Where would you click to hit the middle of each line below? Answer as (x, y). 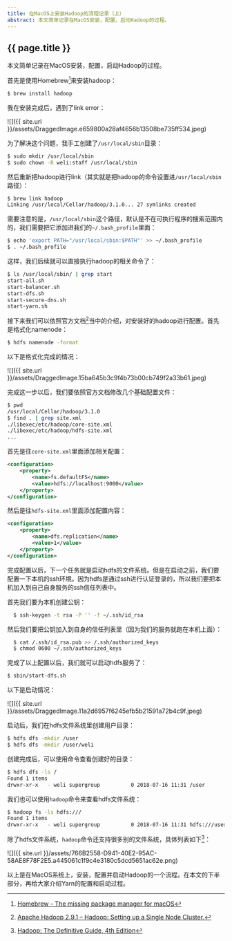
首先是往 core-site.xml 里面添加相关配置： (67, 451)
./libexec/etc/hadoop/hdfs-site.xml (60, 431)
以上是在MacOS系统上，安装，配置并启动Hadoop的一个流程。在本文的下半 (114, 875)
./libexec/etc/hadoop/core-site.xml (60, 425)
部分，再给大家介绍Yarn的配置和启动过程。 (68, 883)
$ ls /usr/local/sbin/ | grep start (60, 274)
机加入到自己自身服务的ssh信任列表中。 (64, 587)
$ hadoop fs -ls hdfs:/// (44, 812)
